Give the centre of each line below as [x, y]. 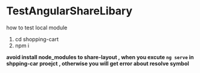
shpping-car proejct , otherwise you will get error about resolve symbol [98, 63]
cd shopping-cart [37, 39]
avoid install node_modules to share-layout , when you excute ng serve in [100, 57]
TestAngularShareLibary [69, 11]
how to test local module [37, 28]
